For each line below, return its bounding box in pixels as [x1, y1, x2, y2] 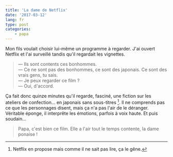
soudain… [5, 115, 27, 121]
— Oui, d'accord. [18, 83, 54, 89]
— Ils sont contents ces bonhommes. [18, 61, 97, 67]
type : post [5, 22, 29, 27]
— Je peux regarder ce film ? [18, 78, 80, 83]
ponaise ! [18, 131, 38, 137]
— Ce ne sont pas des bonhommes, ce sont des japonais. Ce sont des [18, 66, 167, 73]
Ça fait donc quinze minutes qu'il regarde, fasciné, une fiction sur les [5, 93, 151, 99]
